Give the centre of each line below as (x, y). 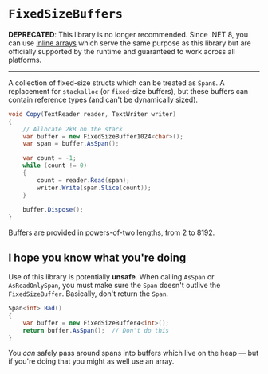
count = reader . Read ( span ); (83, 180)
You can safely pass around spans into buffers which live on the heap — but (134, 353)
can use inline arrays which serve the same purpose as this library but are (130, 43)
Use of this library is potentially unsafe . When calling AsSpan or (111, 277)
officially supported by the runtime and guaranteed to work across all (122, 51)
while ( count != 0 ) (55, 166)
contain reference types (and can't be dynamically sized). (103, 99)
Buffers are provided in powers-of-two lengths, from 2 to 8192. (112, 232)
